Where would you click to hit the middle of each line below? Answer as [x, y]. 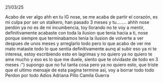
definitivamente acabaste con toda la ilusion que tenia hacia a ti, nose [77, 33]
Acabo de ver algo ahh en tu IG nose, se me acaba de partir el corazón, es [81, 17]
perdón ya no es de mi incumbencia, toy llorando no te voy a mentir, [75, 27]
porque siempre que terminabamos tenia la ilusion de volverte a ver [74, 38]
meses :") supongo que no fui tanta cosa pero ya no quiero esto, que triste [82, 65]
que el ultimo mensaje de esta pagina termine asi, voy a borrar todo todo [80, 70]
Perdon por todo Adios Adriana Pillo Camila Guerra [57, 75]
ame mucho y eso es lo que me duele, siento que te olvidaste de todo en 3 [82, 59]
